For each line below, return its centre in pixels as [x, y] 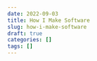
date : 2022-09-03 [33, 14]
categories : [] [30, 40]
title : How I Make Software [49, 20]
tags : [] [20, 46]
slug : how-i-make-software [47, 27]
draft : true [25, 33]
